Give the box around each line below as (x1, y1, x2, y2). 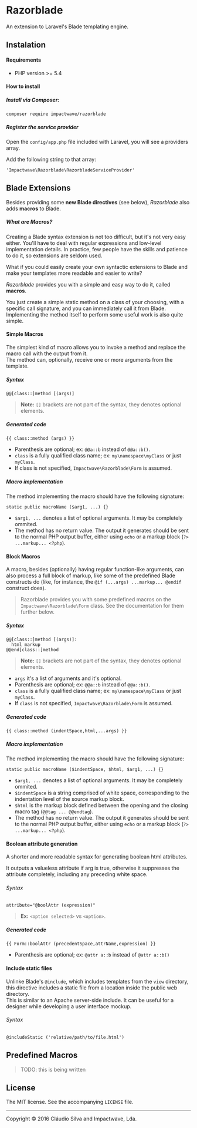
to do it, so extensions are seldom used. (6, 252, 103, 259)
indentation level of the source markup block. (14, 796, 124, 803)
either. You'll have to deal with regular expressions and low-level (6, 239, 162, 247)
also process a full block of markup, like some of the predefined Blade (6, 572, 176, 579)
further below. (20, 608, 55, 615)
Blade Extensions (6, 183, 71, 193)
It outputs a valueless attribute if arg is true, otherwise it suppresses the (6, 864, 180, 872)
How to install (6, 83, 40, 90)
